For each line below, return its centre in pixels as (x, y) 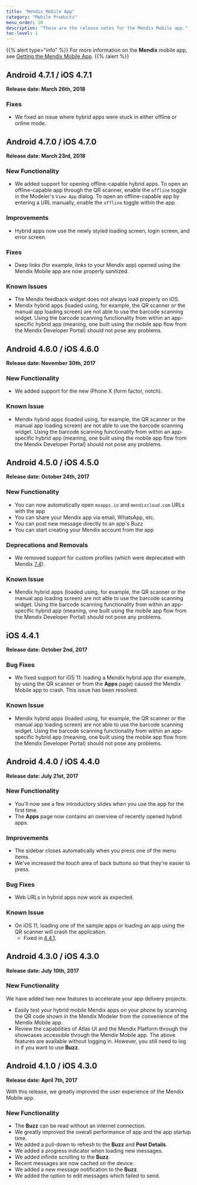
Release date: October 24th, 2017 (48, 477)
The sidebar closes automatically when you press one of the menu (95, 851)
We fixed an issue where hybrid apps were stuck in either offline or (96, 117)
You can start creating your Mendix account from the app (84, 530)
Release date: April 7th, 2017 (42, 1080)
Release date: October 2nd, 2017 (47, 650)
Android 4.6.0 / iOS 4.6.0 (53, 349)
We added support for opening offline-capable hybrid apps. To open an (101, 184)
